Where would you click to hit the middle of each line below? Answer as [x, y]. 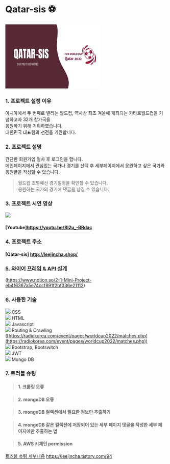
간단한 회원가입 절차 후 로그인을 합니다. [44, 159]
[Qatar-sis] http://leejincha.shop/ [42, 254]
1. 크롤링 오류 [31, 387]
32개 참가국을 [37, 119]
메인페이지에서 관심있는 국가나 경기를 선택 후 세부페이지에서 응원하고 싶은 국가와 [85, 165]
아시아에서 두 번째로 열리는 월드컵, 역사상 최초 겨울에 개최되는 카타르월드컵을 [82, 113]
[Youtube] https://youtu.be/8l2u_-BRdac [49, 228]
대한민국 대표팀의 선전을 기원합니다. [41, 132]
